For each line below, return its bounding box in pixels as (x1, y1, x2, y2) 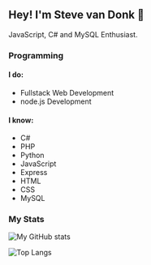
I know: (8, 115, 34, 125)
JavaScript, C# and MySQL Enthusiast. (8, 29, 138, 39)
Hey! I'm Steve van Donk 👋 (8, 8, 145, 22)
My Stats (8, 214, 45, 225)
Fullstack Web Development (19, 88, 114, 97)
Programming (8, 49, 63, 61)
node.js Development (19, 96, 92, 106)
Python (19, 151, 45, 160)
